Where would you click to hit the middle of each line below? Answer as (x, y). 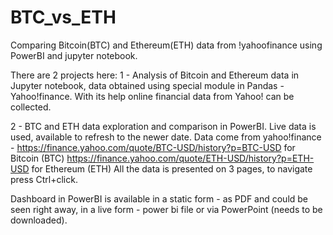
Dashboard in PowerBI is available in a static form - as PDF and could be (159, 198)
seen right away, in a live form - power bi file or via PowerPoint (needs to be (166, 209)
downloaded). (39, 220)
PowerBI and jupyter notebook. (74, 55)
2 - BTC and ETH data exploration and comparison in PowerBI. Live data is (163, 126)
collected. (31, 107)
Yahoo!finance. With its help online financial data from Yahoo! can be (152, 96)
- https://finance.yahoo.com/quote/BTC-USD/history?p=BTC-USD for (153, 147)
